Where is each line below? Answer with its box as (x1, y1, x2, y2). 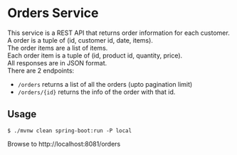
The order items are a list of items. (7, 43, 108, 52)
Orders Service (7, 5, 99, 21)
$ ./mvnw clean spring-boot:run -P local (7, 127, 132, 134)
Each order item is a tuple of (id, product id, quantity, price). (7, 51, 183, 60)
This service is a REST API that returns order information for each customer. (7, 28, 230, 37)
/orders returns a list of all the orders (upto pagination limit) (17, 80, 193, 88)
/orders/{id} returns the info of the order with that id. (17, 87, 176, 96)
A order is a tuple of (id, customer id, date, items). (7, 36, 153, 44)
